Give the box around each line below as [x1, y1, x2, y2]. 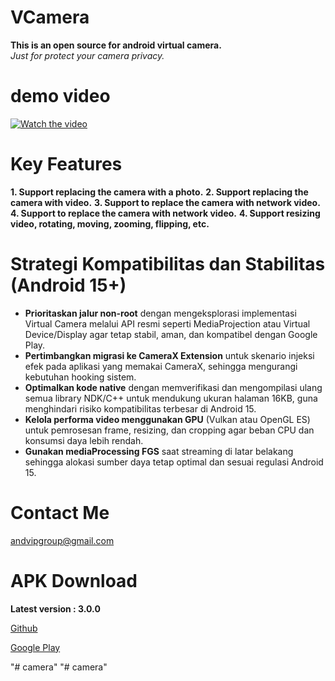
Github [10, 622, 38, 634]
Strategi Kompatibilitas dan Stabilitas [10, 253, 326, 275]
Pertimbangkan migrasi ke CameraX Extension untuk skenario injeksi [24, 349, 315, 361]
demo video [10, 85, 111, 108]
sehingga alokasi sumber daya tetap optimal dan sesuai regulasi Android [24, 456, 324, 468]
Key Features [10, 153, 123, 176]
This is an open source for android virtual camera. [10, 39, 222, 51]
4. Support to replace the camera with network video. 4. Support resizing [10, 207, 321, 219]
